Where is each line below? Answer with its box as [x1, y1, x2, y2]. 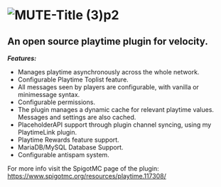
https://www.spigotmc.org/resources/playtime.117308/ [7, 172, 167, 180]
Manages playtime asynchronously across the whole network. [17, 68, 200, 76]
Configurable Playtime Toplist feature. [17, 75, 129, 84]
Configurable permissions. [17, 98, 96, 106]
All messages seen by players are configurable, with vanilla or [17, 83, 199, 91]
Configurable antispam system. [17, 151, 110, 159]
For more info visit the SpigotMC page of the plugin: [7, 164, 159, 173]
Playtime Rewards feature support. [17, 135, 119, 144]
